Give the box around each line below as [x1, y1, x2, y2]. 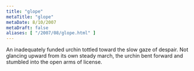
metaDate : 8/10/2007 [6, 19, 57, 25]
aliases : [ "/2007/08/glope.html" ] [6, 30, 96, 36]
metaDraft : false [6, 24, 49, 31]
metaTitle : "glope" [6, 14, 54, 20]
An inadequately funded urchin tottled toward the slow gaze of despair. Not [6, 46, 189, 53]
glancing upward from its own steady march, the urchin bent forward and [6, 52, 183, 59]
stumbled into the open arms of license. [6, 59, 103, 66]
